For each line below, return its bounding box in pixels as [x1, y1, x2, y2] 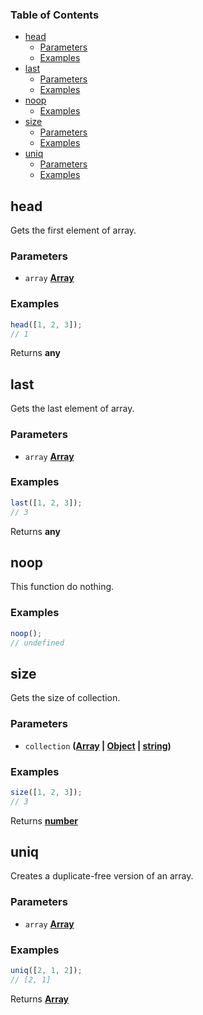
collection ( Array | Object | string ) [24, 739, 172, 752]
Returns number [10, 814, 78, 827]
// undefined [10, 638, 65, 648]
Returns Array [10, 993, 70, 1005]
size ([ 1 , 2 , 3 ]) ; [10, 787, 83, 797]
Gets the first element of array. [10, 224, 137, 237]
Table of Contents [10, 8, 100, 22]
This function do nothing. [10, 581, 115, 593]
